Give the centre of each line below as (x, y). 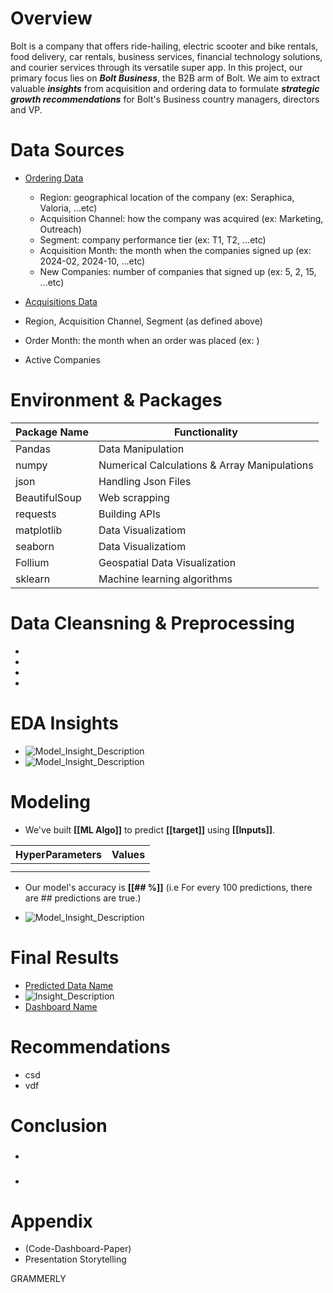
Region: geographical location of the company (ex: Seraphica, (167, 197)
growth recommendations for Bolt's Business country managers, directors (165, 99)
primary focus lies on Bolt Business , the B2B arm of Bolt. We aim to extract (165, 78)
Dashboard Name (61, 1006)
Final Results (65, 957)
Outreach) (60, 229)
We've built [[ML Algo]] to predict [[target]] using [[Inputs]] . (150, 829)
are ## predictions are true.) (83, 898)
